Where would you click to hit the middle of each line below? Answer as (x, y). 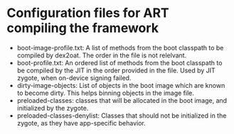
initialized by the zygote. (53, 108)
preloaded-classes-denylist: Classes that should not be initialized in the (122, 116)
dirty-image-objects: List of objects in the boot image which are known (121, 85)
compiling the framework (83, 28)
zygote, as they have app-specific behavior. (81, 123)
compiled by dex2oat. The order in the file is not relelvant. (102, 55)
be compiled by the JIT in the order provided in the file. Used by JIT (116, 70)
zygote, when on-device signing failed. (74, 78)
